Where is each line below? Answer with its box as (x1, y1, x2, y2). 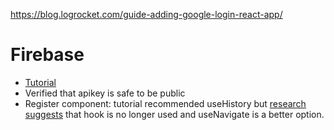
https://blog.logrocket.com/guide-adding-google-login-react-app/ (10, 9, 283, 20)
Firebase (10, 44, 85, 66)
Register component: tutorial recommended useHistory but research (24, 97, 307, 109)
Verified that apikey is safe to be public (24, 87, 186, 99)
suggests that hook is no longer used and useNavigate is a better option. (24, 108, 325, 120)
